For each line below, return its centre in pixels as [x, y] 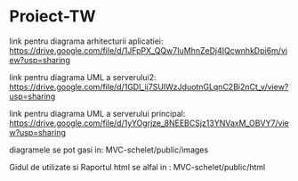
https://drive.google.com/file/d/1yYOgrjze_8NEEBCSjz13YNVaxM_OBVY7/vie [149, 123]
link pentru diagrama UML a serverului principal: [97, 113]
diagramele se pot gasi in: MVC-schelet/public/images [109, 150]
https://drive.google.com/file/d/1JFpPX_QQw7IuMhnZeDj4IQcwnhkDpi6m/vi [148, 50]
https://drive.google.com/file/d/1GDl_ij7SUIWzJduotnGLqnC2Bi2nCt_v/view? [149, 86]
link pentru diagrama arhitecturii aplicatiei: [86, 41]
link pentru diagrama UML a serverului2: [83, 77]
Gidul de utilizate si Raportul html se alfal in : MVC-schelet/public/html [137, 167]
